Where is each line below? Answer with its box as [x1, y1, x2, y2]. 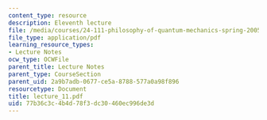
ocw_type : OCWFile [8, 56, 69, 64]
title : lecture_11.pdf [8, 92, 83, 100]
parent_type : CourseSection [8, 70, 102, 78]
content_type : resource [8, 11, 87, 20]
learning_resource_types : [8, 41, 94, 49]
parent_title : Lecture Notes [8, 63, 105, 71]
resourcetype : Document [8, 84, 87, 93]
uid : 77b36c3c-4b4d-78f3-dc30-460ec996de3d [8, 99, 155, 107]
